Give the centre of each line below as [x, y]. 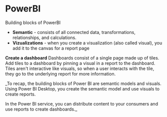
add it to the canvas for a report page [51, 48]
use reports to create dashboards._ [41, 109]
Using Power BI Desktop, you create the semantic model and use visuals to [82, 88]
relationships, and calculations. [44, 37]
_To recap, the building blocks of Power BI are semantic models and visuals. [83, 83]
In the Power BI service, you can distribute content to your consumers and [82, 103]
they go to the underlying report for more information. [60, 73]
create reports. [20, 94]
